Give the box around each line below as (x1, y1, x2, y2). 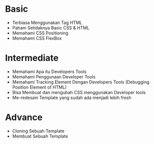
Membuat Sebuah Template (12, 133, 68, 139)
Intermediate (5, 52, 59, 64)
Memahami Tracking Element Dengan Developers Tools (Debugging (12, 79, 150, 85)
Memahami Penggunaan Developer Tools (12, 73, 96, 79)
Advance (5, 112, 43, 123)
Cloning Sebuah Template (12, 128, 65, 134)
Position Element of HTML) (12, 84, 67, 90)
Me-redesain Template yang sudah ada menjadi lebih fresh (12, 95, 131, 100)
